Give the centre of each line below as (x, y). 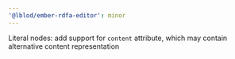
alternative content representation (64, 46)
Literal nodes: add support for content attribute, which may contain (118, 38)
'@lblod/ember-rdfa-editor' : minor (67, 15)
